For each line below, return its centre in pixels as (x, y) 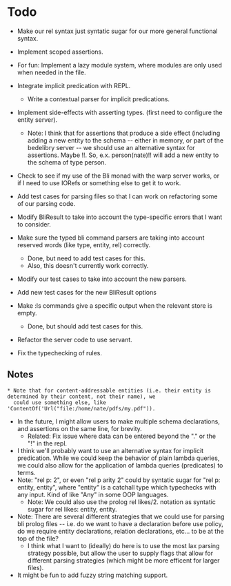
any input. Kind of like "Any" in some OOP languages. (93, 494)
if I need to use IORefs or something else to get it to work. (99, 182)
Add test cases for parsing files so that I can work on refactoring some (118, 196)
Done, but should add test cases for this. (85, 326)
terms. (26, 472)
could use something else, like (60, 402)
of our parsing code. (46, 203)
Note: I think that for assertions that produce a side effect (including (124, 133)
